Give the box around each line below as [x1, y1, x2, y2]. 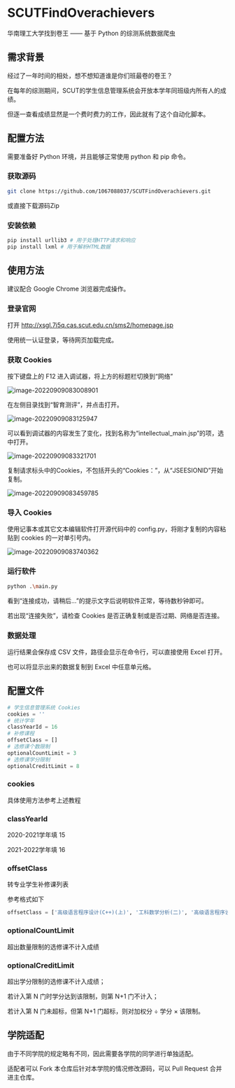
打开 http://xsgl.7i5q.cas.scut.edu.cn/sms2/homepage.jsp [7, 321, 173, 329]
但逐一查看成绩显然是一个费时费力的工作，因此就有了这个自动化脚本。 [7, 110, 210, 118]
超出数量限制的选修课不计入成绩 [7, 942, 99, 951]
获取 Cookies [7, 355, 52, 365]
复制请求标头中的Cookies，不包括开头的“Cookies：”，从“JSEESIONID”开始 [7, 466, 224, 475]
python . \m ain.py [7, 583, 58, 590]
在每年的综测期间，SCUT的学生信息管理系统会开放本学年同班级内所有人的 [7, 86, 220, 95]
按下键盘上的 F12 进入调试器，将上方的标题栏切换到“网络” [7, 372, 173, 381]
